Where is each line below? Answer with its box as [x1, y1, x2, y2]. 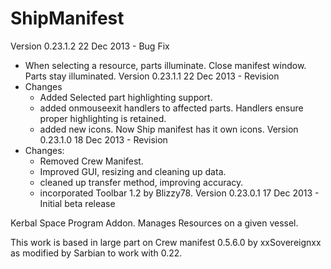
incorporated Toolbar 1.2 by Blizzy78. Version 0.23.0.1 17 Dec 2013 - [39, 187, 320, 199]
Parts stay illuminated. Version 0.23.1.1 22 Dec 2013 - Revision [24, 70, 280, 82]
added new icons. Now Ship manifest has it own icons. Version [39, 123, 299, 135]
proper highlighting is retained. [39, 112, 167, 124]
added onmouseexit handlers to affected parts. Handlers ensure [39, 102, 304, 114]
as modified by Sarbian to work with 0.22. [10, 247, 183, 259]
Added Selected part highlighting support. [39, 91, 213, 103]
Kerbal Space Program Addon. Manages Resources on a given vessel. [10, 217, 299, 229]
